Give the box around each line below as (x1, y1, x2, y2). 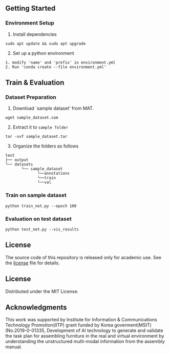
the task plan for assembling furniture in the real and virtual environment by (5, 333, 164, 339)
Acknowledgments (5, 303, 68, 311)
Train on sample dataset (5, 192, 67, 199)
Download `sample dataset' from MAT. (12, 105, 94, 112)
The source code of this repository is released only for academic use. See (5, 254, 161, 260)
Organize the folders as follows (12, 143, 79, 149)
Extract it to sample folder (12, 124, 69, 130)
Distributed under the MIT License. (5, 288, 79, 294)
